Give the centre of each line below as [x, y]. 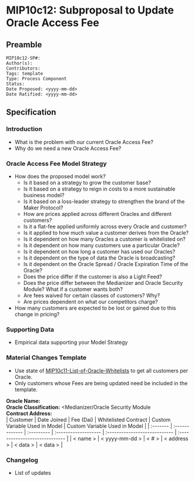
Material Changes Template [46, 358]
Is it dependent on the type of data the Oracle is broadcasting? [99, 258]
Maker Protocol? [43, 208]
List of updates [33, 473]
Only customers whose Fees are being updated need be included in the [101, 383]
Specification [31, 112]
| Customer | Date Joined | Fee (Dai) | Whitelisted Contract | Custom [88, 419]
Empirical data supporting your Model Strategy [71, 342]
